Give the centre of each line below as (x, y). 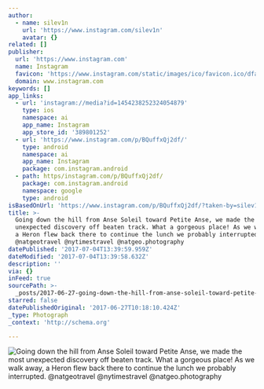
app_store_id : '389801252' (66, 132)
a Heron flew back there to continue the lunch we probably (115, 235)
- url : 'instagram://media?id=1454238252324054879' (102, 103)
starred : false (33, 300)
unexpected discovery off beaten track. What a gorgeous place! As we (133, 228)
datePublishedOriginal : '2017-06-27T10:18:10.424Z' (94, 307)
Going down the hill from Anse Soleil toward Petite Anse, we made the (135, 220)
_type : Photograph (38, 315)
